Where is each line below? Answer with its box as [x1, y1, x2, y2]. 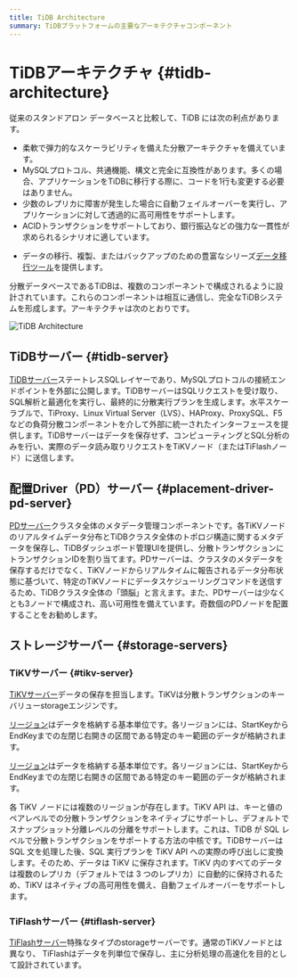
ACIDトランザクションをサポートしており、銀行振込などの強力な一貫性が [21, 220, 290, 232]
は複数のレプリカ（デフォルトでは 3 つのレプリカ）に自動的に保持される [9, 868, 276, 879]
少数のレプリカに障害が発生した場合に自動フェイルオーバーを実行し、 [21, 198, 280, 210]
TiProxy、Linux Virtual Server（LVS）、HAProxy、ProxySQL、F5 [47, 407, 283, 419]
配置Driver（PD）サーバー [9, 481, 154, 496]
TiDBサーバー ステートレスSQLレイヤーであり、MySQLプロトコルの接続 [9, 374, 270, 385]
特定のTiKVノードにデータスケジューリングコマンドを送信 [62, 576, 276, 587]
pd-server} [9, 496, 73, 511]
